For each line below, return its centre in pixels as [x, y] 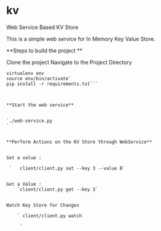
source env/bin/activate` [39, 78]
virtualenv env [25, 73]
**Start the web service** [40, 105]
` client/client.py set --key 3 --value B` [67, 168]
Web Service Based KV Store [42, 27]
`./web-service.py [29, 121]
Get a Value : [24, 184]
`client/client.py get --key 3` [58, 189]
